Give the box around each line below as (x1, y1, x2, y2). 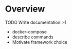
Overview (5, 3, 45, 15)
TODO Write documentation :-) (5, 19, 67, 25)
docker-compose (12, 29, 47, 34)
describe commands (12, 34, 54, 40)
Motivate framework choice (12, 39, 68, 45)
